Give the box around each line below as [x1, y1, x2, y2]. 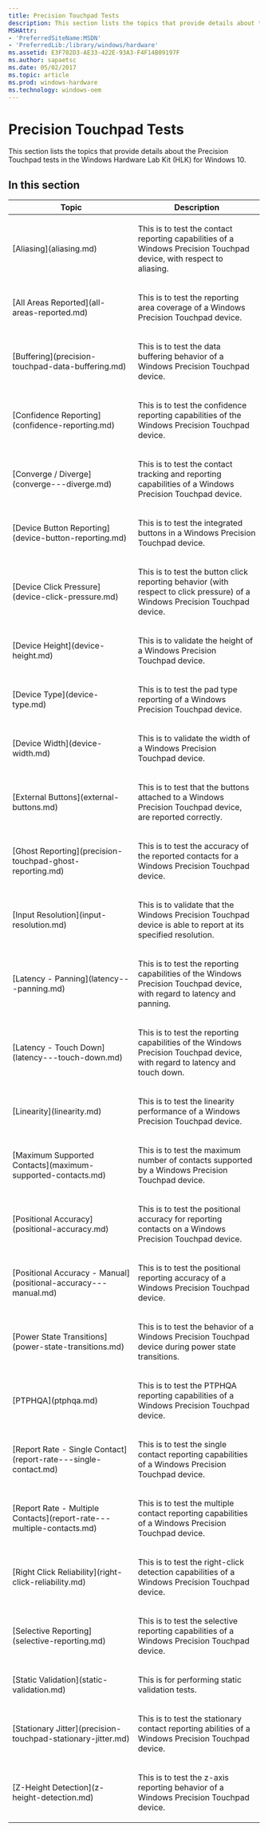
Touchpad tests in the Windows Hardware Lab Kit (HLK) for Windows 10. [8, 155, 246, 164]
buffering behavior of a [138, 351, 224, 362]
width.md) [12, 748, 51, 759]
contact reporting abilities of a [138, 1723, 250, 1734]
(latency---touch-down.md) [12, 1052, 124, 1063]
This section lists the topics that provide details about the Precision [8, 147, 229, 156]
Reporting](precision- [39, 846, 123, 857]
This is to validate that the [138, 899, 235, 910]
